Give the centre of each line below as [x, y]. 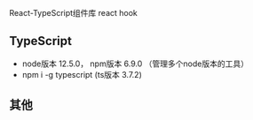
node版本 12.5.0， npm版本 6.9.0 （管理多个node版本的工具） [135, 64]
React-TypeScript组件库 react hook [73, 13]
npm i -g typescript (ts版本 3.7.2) [82, 74]
